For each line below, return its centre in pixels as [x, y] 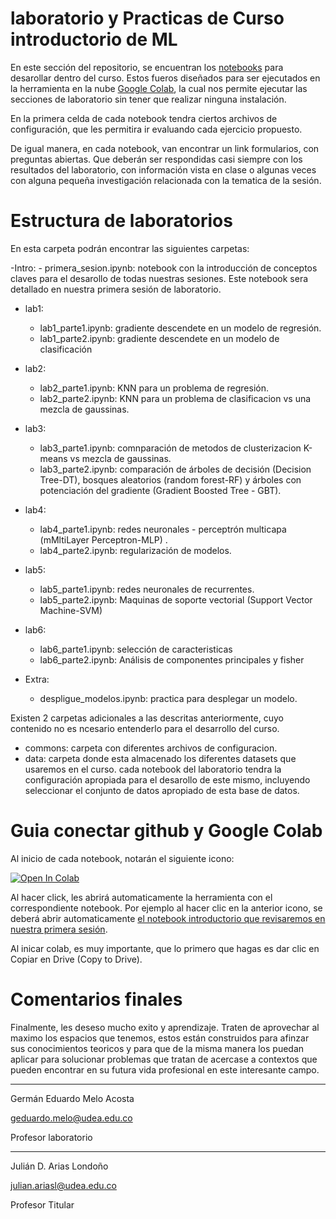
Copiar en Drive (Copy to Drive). [76, 959]
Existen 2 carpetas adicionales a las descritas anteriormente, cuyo [147, 718]
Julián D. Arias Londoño [59, 1166]
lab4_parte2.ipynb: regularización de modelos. [135, 550]
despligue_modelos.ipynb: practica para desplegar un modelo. [168, 698]
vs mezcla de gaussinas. [120, 458]
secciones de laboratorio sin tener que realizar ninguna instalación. [148, 99]
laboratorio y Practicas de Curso [147, 18]
